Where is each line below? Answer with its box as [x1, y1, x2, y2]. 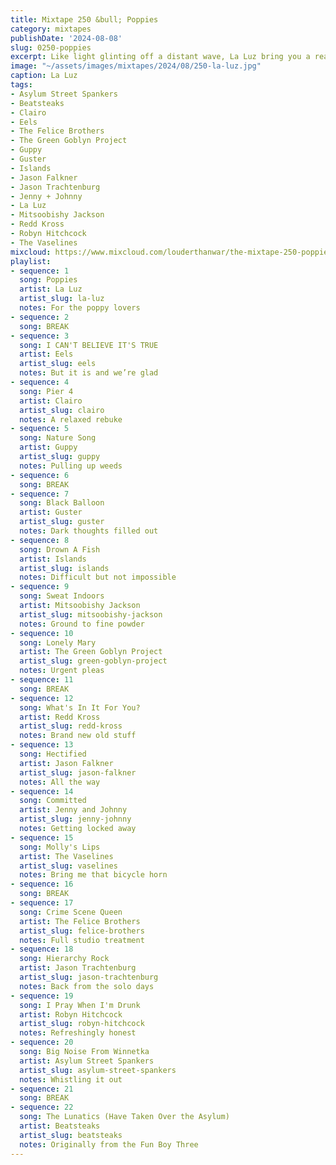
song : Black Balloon [19, 498, 105, 508]
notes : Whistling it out [19, 1074, 123, 1085]
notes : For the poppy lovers [19, 303, 141, 313]
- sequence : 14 [10, 786, 74, 796]
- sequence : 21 [10, 1084, 74, 1094]
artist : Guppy [19, 442, 78, 453]
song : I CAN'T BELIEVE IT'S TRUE [19, 340, 159, 350]
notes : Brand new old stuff [19, 731, 137, 741]
